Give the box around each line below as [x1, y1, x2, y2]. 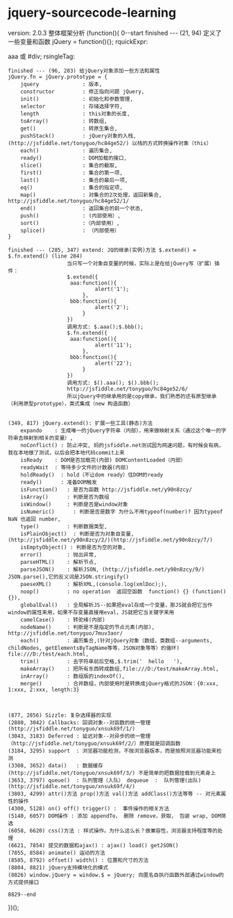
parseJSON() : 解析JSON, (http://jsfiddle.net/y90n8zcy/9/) [20, 566, 205, 573]
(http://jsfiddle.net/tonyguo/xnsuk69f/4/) [8, 783, 136, 790]
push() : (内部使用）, [20, 212, 121, 219]
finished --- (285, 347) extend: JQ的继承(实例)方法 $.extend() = [8, 247, 197, 253]
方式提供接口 [8, 878, 40, 886]
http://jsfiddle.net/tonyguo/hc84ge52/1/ [8, 197, 130, 204]
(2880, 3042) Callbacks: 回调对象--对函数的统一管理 [8, 719, 151, 726]
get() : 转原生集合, [20, 125, 118, 132]
